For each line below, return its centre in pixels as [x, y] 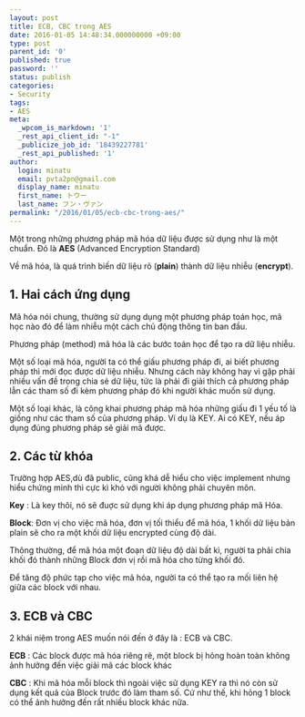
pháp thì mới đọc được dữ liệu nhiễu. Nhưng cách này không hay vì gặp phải [152, 371]
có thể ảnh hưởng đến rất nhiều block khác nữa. [99, 702]
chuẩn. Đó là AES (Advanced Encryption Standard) [105, 248]
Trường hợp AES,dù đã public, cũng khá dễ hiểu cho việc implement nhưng [150, 478]
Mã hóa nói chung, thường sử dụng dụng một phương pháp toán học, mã [146, 316]
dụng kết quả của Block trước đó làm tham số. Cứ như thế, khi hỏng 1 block [150, 692]
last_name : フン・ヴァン [61, 205]
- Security [30, 94]
